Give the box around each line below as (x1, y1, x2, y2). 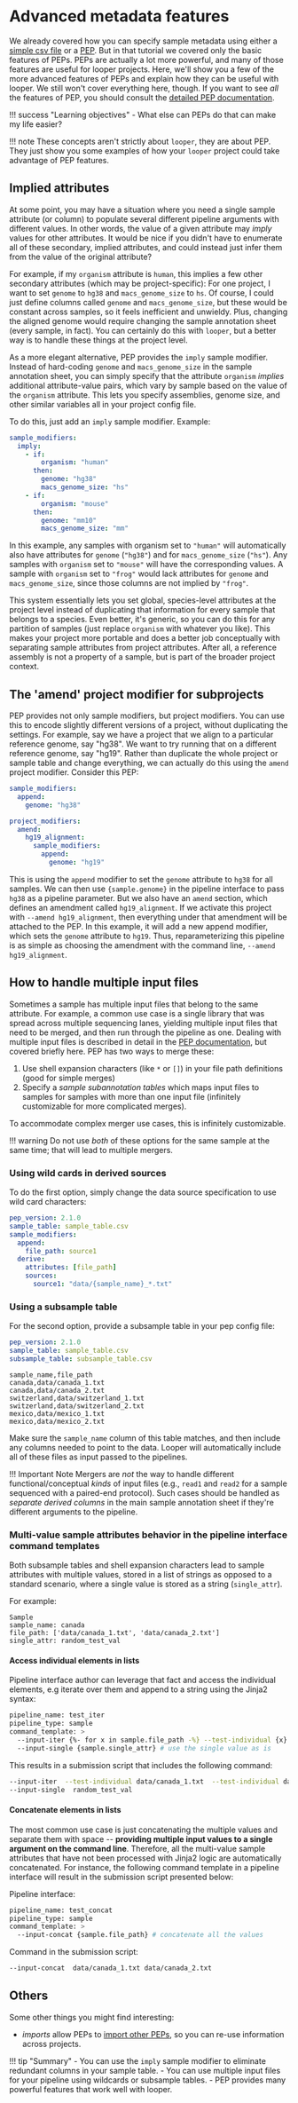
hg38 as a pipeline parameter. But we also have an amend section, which (9, 892, 268, 903)
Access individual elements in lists (9, 1655, 140, 1665)
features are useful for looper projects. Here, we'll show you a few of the (9, 64, 275, 75)
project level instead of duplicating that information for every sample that (9, 605, 276, 615)
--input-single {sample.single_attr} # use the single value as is (17, 1743, 272, 1752)
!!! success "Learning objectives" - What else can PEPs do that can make (9, 109, 277, 120)
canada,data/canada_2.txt (9, 1386, 105, 1395)
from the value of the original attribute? (9, 251, 153, 262)
